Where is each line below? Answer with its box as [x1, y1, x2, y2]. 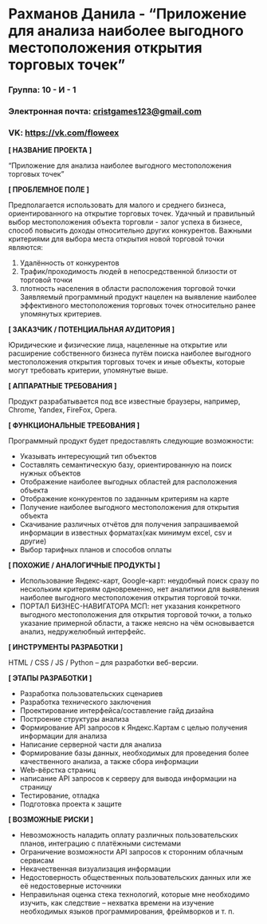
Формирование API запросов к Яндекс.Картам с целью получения [19, 723, 248, 732]
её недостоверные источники [19, 881, 122, 891]
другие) [19, 536, 47, 546]
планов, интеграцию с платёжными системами [19, 838, 182, 848]
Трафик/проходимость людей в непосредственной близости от [19, 267, 238, 277]
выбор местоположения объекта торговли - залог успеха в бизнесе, [8, 217, 243, 227]
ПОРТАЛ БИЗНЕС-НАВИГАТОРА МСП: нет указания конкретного [19, 601, 241, 611]
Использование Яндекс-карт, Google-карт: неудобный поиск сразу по [19, 576, 260, 586]
